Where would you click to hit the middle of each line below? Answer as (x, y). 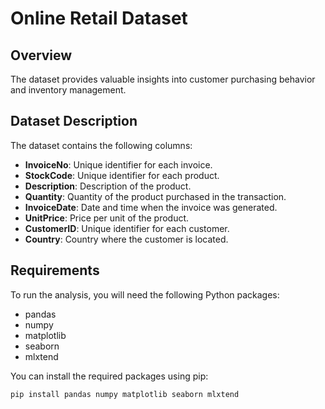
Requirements (55, 270)
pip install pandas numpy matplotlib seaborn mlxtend (125, 394)
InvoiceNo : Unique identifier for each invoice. (118, 164)
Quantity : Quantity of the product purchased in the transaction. (155, 196)
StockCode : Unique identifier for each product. (122, 175)
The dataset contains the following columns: (101, 145)
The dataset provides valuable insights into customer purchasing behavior (163, 79)
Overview (41, 55)
